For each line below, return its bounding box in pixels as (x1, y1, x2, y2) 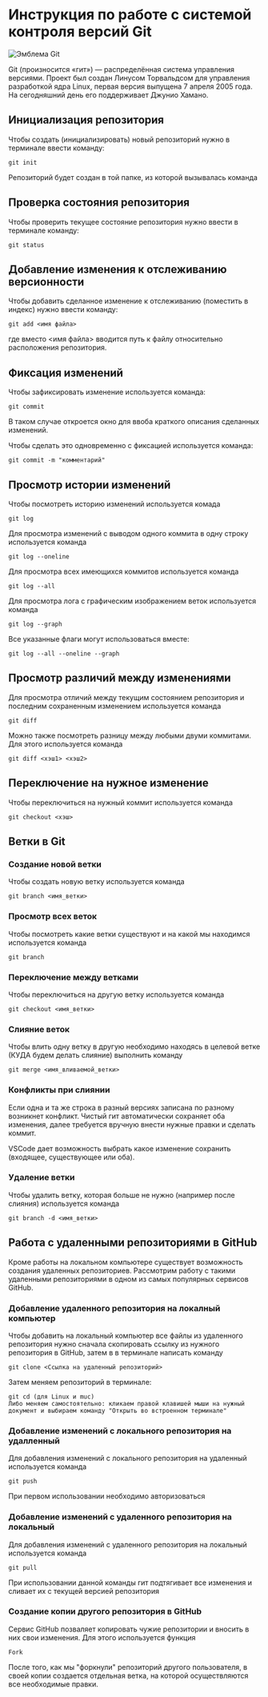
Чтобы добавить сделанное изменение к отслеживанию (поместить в (8, 296, 249, 306)
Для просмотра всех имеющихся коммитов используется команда (8, 566, 239, 576)
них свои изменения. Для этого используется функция (8, 1632, 196, 1642)
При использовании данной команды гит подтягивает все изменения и (8, 1578, 252, 1587)
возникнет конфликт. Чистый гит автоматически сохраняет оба (8, 1111, 226, 1121)
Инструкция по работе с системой (8, 6, 252, 24)
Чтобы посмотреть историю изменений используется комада (8, 499, 221, 509)
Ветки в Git (8, 834, 66, 849)
